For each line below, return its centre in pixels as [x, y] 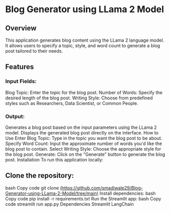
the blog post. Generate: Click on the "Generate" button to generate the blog [85, 154]
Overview [21, 28]
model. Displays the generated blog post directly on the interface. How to [82, 132]
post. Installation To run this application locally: [54, 160]
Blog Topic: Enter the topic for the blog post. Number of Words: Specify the [84, 92]
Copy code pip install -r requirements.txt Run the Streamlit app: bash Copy [83, 198]
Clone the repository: [40, 176]
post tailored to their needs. [34, 51]
